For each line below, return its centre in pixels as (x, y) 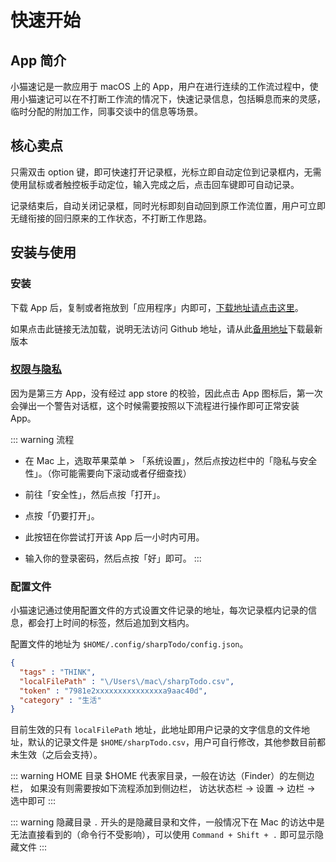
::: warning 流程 (42, 439)
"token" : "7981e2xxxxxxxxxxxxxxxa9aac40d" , (113, 691)
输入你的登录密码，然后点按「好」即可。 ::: (113, 558)
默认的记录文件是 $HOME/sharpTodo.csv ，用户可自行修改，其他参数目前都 (176, 742)
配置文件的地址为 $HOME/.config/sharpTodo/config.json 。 (129, 644)
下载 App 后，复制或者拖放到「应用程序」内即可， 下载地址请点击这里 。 (157, 307)
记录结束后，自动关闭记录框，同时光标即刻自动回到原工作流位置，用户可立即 (168, 205)
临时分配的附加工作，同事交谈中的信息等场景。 (106, 111)
